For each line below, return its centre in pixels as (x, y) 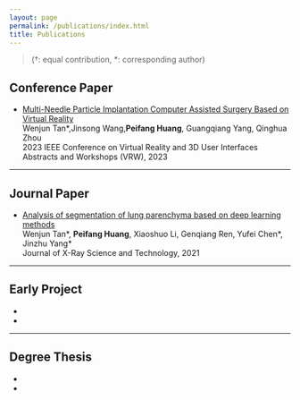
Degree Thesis (50, 357)
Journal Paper (49, 193)
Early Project (46, 289)
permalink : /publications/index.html (79, 26)
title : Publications (48, 34)
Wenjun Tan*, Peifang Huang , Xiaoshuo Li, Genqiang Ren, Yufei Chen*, (152, 234)
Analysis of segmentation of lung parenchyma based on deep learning (151, 215)
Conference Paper (61, 87)
